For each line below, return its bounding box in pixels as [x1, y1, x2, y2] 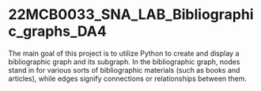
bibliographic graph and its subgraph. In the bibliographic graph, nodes [8, 57, 240, 66]
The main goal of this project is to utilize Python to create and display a [8, 48, 240, 58]
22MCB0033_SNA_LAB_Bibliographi [8, 6, 254, 24]
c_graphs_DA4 [8, 22, 107, 40]
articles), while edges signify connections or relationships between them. [8, 74, 248, 83]
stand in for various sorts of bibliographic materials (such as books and [8, 65, 240, 74]
